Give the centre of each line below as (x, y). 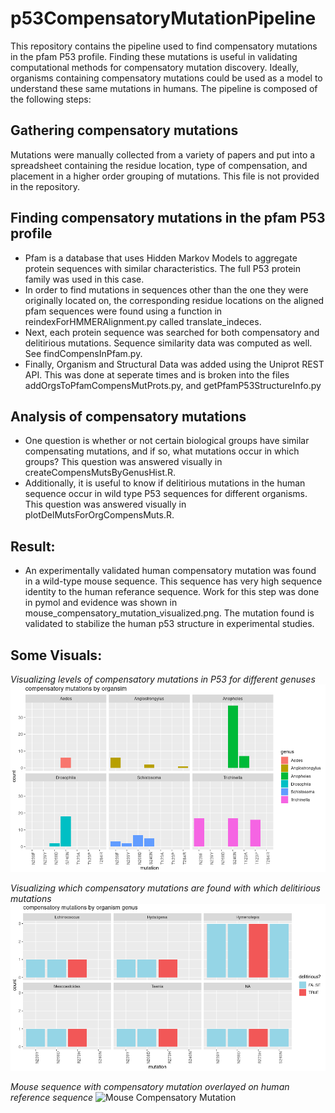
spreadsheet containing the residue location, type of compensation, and (159, 165)
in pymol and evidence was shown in (101, 603)
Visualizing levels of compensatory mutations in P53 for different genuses (163, 679)
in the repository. (45, 186)
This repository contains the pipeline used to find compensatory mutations (164, 46)
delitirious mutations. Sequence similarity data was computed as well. (168, 343)
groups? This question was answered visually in (123, 462)
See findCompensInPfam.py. (83, 353)
